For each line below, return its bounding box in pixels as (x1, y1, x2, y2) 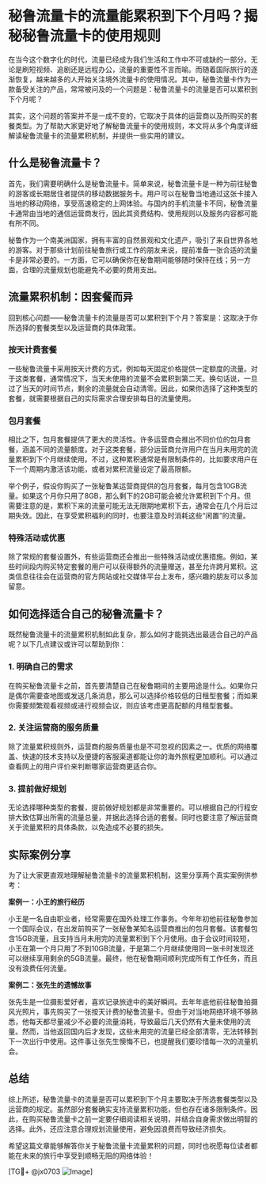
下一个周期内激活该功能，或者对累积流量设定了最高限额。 (8, 465, 196, 474)
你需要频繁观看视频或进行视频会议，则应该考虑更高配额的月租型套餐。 (8, 700, 237, 710)
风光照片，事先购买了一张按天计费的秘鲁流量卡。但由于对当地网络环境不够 (8, 1007, 251, 1016)
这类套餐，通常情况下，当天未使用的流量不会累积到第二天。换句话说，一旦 (14, 374, 258, 383)
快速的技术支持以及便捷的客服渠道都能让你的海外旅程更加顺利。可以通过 (21, 751, 258, 761)
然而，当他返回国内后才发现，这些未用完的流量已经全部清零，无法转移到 (21, 1027, 258, 1036)
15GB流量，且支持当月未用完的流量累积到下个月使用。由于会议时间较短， (14, 933, 254, 943)
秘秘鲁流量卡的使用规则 (8, 27, 161, 45)
